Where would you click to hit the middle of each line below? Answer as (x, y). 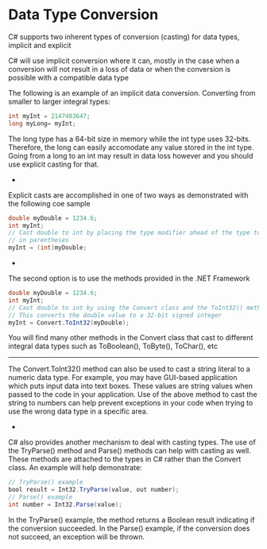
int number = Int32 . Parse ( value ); (66, 505)
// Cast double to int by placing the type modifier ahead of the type (129, 233)
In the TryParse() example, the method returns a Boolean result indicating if (132, 520)
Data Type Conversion (83, 15)
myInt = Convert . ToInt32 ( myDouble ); (69, 323)
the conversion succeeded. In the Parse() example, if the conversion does (129, 528)
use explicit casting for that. (54, 164)
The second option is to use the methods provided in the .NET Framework (129, 278)
